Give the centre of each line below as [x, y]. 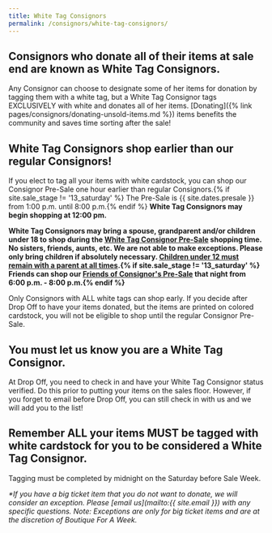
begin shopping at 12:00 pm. [57, 215]
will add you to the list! [46, 407]
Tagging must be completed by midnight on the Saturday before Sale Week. [135, 478]
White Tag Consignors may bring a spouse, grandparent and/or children [132, 231]
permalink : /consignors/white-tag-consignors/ [88, 24]
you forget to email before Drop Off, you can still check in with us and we [130, 399]
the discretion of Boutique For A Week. [73, 519]
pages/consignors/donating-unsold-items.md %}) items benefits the [123, 114]
